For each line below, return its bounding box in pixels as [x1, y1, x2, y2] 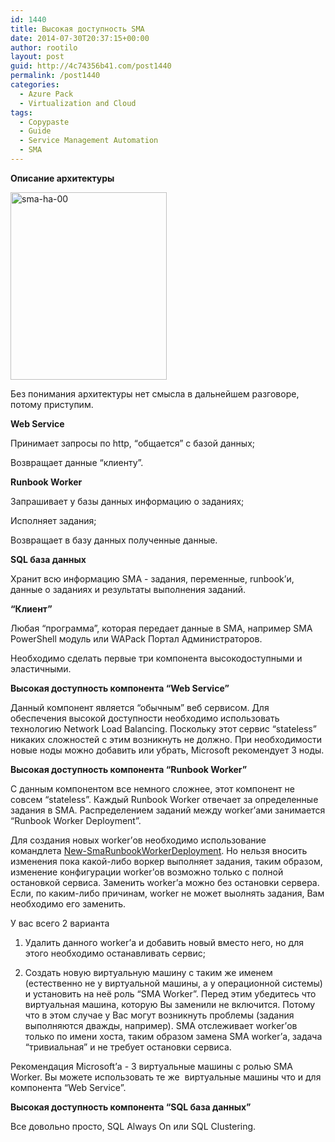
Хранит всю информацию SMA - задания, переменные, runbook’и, [10, 572, 295, 585]
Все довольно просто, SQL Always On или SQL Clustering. [10, 1120, 257, 1132]
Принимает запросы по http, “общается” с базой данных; [10, 437, 256, 449]
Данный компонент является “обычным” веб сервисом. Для [10, 701, 270, 713]
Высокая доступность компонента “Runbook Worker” [10, 763, 248, 775]
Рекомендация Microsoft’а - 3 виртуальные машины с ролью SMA [10, 1060, 293, 1072]
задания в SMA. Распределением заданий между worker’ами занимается [10, 804, 326, 816]
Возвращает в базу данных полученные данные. [10, 534, 218, 546]
